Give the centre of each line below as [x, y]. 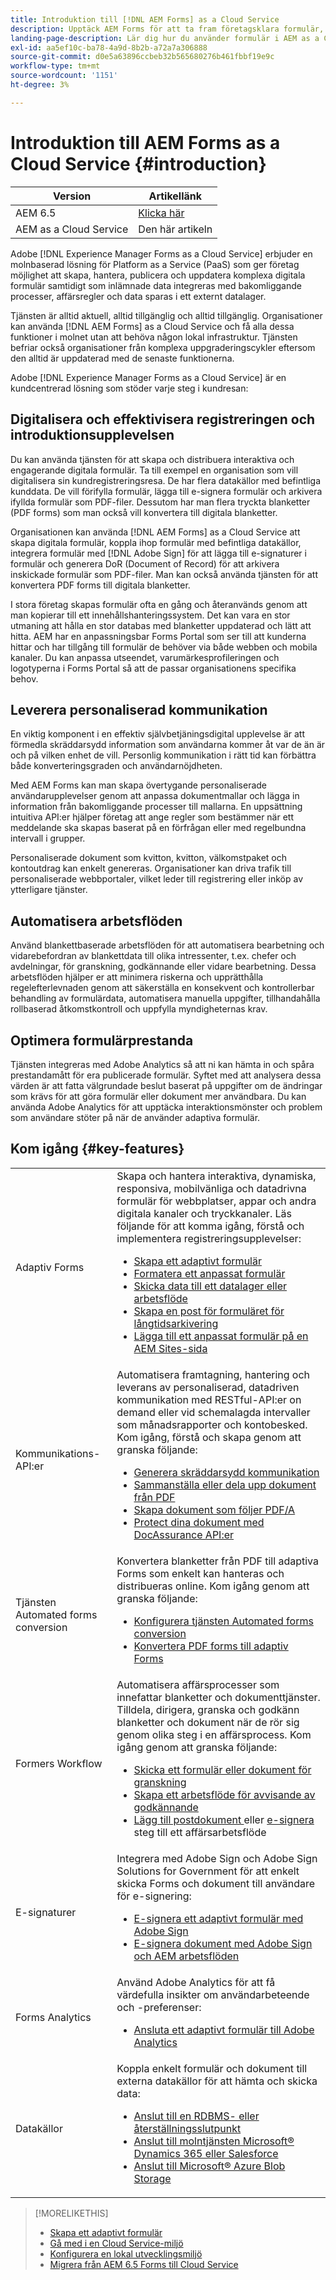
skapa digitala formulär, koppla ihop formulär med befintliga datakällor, [156, 542]
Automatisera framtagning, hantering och [213, 1374]
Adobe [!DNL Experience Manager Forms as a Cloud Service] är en [148, 377]
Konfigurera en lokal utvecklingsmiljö [126, 2253]
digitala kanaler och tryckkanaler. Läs [204, 1213]
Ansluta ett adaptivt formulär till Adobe [224, 2029]
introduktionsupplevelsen [92, 435]
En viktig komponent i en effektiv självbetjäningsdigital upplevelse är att [158, 734]
